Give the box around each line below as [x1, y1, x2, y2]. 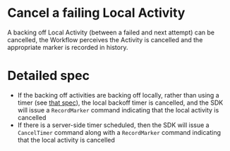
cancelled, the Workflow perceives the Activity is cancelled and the [7, 35, 203, 44]
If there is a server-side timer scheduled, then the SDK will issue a [17, 121, 210, 129]
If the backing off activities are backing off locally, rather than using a [17, 91, 220, 99]
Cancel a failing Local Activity [7, 5, 186, 21]
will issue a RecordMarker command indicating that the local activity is [17, 105, 219, 114]
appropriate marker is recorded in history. [7, 43, 128, 51]
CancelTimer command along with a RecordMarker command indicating [17, 128, 221, 136]
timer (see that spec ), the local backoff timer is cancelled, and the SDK [17, 98, 224, 107]
